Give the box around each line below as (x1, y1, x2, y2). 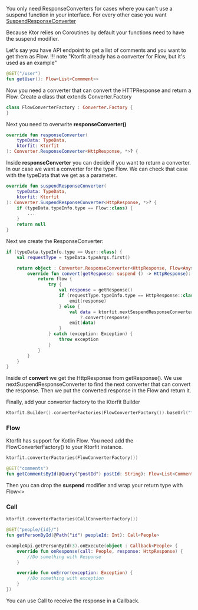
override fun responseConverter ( (6, 132, 88, 138)
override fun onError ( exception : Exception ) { (16, 570, 133, 576)
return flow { (37, 276, 72, 282)
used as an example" (6, 59, 57, 66)
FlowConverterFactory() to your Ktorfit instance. (6, 444, 123, 451)
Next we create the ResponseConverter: (6, 237, 104, 244)
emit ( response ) (69, 298, 107, 304)
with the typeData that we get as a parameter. (6, 172, 117, 179)
